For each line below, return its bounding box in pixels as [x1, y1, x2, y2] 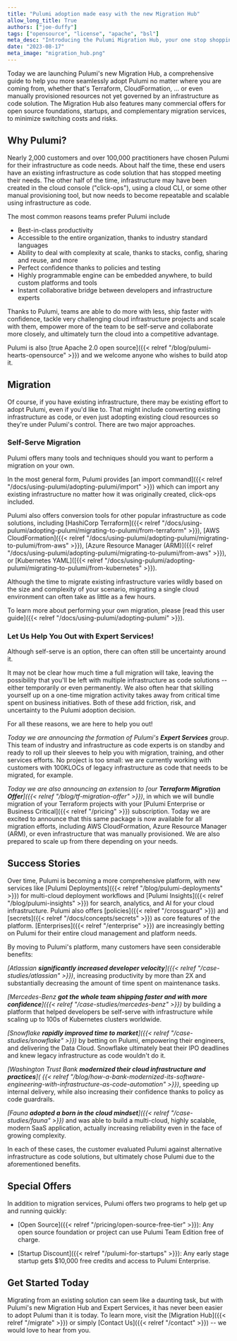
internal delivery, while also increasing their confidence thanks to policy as [7, 1087, 224, 1096]
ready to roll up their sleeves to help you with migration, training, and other [7, 748, 224, 757]
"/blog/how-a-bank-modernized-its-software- [70, 1072, 205, 1081]
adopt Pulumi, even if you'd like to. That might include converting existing [7, 405, 221, 413]
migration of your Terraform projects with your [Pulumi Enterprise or [7, 800, 205, 808]
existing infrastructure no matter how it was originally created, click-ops [7, 490, 217, 498]
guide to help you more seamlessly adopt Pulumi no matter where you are [7, 76, 222, 85]
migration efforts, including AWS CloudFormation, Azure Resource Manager [7, 822, 227, 831]
